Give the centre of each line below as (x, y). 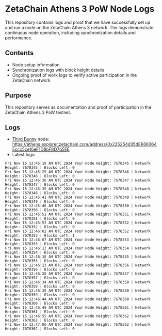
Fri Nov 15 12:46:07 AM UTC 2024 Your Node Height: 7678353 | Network (78, 240)
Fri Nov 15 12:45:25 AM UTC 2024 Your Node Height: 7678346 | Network (78, 172)
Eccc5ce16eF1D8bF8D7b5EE (41, 149)
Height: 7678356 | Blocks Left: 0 (40, 270)
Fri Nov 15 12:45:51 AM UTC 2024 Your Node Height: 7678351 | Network (78, 214)
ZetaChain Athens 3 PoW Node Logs (80, 9)
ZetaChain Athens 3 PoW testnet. (38, 112)
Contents (19, 53)
